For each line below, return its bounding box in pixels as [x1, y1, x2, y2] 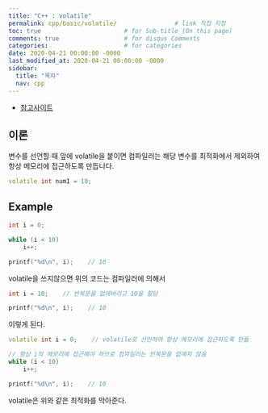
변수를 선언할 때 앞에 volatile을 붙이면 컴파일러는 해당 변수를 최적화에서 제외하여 [8, 151, 261, 161]
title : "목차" [15, 72, 60, 80]
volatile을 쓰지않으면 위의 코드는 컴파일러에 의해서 [8, 273, 166, 283]
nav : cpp [15, 79, 45, 87]
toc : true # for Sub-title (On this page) [8, 27, 232, 35]
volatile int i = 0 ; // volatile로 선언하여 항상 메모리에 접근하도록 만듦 [8, 336, 249, 344]
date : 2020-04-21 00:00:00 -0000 [8, 49, 121, 57]
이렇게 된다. [8, 319, 46, 329]
